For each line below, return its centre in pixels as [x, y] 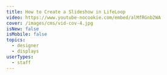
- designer [25, 46]
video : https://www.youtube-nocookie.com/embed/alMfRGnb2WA [84, 18]
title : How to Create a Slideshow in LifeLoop [66, 12]
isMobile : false [27, 34]
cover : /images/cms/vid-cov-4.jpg [50, 23]
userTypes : [20, 57]
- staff [21, 62]
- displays [25, 51]
